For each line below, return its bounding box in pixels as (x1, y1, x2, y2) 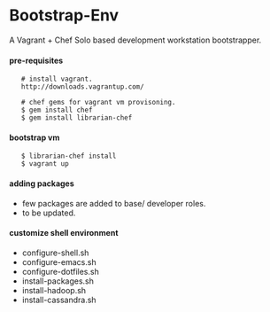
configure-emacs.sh (21, 256, 96, 267)
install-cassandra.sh (21, 294, 96, 305)
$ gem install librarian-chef (20, 113, 133, 122)
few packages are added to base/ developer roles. (21, 198, 206, 208)
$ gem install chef (20, 105, 93, 115)
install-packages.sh (21, 276, 95, 286)
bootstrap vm (9, 132, 60, 143)
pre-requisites (9, 55, 64, 66)
